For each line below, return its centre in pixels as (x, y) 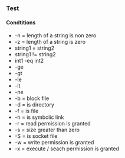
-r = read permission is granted (52, 124)
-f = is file (27, 111)
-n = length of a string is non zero (55, 36)
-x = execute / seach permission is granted (67, 149)
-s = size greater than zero (47, 130)
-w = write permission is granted (54, 143)
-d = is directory (34, 105)
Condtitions (21, 22)
